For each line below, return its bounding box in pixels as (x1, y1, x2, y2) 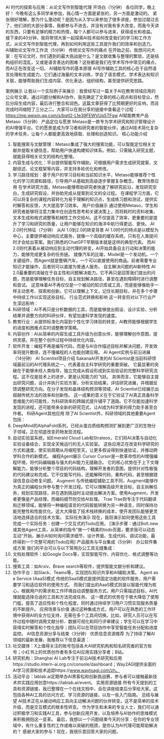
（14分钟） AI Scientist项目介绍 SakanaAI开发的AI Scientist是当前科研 (12, 355, 152, 361)
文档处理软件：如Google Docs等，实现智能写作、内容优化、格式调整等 (12, 551, 154, 557)
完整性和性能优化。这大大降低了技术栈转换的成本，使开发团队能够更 (17, 508, 154, 514)
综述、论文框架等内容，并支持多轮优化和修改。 (17, 166, 111, 171)
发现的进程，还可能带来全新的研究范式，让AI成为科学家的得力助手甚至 (12, 404, 154, 410)
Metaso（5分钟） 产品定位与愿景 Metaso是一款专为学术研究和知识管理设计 (5, 119, 156, 124)
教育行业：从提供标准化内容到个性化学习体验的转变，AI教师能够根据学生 (12, 319, 158, 324)
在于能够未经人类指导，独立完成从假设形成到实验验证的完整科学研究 (17, 368, 154, 373)
